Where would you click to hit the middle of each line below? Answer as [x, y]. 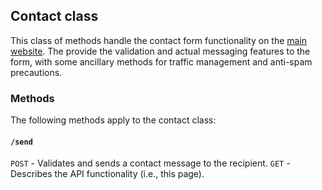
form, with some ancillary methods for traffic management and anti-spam [161, 61]
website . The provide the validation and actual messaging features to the [160, 51]
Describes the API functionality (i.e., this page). [107, 174]
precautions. [36, 72]
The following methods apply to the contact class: [113, 120]
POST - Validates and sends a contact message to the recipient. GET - [150, 163]
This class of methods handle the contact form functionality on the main [159, 40]
